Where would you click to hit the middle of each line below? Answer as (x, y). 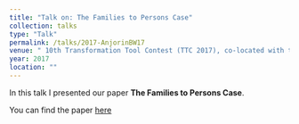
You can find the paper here (61, 110)
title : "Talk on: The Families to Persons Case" (101, 17)
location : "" (33, 68)
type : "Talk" (33, 34)
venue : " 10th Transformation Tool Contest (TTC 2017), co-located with (147, 51)
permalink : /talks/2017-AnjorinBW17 (77, 42)
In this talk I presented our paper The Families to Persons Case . (127, 92)
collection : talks (43, 26)
